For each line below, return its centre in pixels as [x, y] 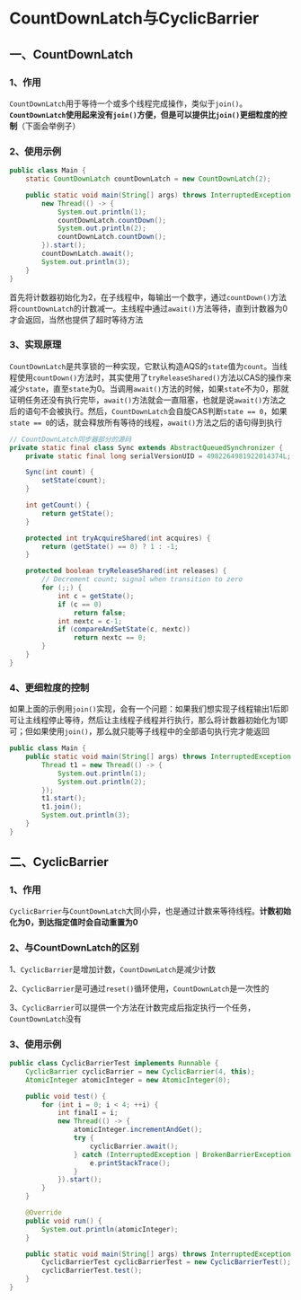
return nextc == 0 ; [110, 638]
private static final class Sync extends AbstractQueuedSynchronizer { [146, 447]
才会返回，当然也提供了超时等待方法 [76, 319]
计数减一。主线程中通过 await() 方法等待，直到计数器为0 [185, 308]
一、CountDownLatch [71, 54]
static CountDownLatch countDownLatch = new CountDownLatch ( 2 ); [148, 179]
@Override [44, 1213]
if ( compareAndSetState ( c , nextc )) [124, 630]
